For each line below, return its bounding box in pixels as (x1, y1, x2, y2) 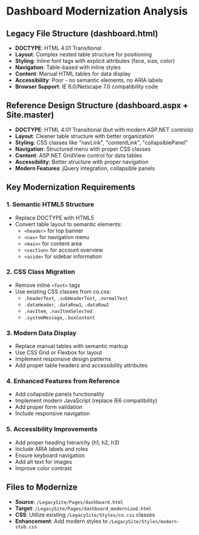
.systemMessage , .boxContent (24, 313, 96, 321)
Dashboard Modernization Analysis (6, 4, 188, 18)
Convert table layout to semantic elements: (15, 220, 122, 228)
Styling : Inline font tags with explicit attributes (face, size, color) (15, 57, 175, 64)
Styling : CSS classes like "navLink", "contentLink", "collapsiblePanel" (15, 139, 188, 146)
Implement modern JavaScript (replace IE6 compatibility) (15, 397, 158, 404)
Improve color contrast (15, 464, 72, 471)
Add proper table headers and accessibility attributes (15, 362, 148, 369)
